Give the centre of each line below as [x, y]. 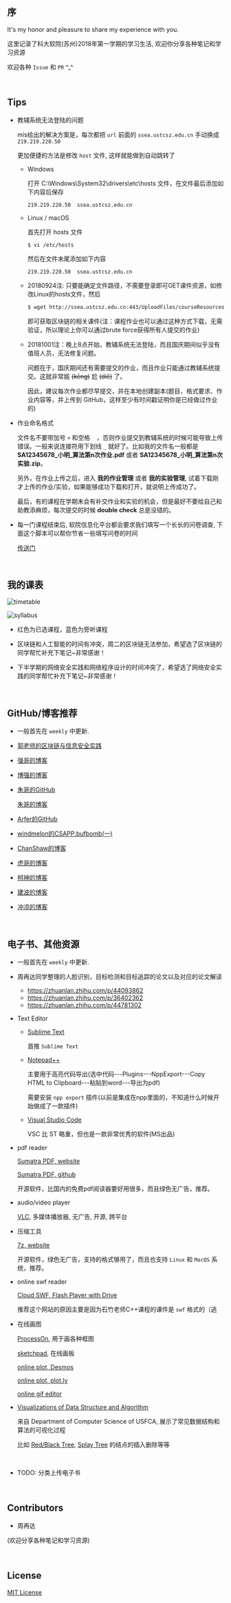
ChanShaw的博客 [42, 848]
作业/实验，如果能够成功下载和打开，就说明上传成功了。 [121, 486]
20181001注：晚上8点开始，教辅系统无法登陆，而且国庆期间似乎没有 [124, 344]
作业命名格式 [35, 423]
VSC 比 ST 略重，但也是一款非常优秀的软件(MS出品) [101, 1133]
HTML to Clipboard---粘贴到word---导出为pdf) [93, 1082]
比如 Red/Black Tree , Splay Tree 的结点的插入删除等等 [93, 1444]
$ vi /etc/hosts [51, 245]
